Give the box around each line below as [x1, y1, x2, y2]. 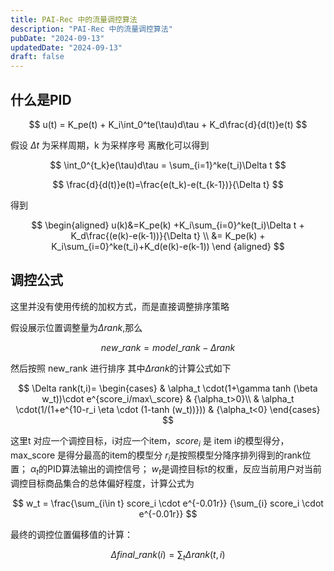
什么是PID [10, 91, 72, 108]
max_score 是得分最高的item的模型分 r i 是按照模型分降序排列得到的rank [10, 449, 303, 463]
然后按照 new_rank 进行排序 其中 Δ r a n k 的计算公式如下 [10, 362, 232, 374]
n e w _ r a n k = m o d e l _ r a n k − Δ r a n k [100, 341, 236, 353]
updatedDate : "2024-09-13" [10, 42, 123, 53]
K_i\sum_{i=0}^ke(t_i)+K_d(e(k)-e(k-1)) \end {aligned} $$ [51, 240, 285, 252]
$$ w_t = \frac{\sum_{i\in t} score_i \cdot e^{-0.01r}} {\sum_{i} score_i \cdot [12, 497, 324, 510]
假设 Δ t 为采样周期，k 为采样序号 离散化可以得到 [10, 139, 210, 151]
